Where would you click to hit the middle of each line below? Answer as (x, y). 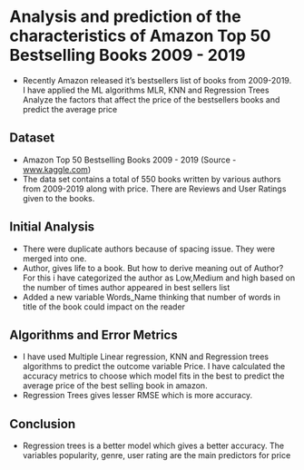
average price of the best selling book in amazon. (115, 386)
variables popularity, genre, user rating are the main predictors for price (157, 455)
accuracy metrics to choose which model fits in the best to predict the (153, 376)
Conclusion (43, 424)
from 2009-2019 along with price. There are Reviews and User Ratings (154, 189)
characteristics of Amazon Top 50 (140, 36)
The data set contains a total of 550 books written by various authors (152, 179)
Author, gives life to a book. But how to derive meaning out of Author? (153, 268)
